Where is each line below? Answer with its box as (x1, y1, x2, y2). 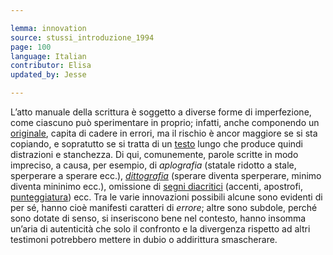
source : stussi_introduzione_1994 (10, 32, 155, 43)
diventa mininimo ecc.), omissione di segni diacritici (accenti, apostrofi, (10, 181, 304, 192)
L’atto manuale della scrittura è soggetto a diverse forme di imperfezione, (10, 106, 312, 118)
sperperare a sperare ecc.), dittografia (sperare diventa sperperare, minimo (10, 170, 322, 181)
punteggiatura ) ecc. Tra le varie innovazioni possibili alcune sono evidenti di (10, 191, 323, 203)
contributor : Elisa (10, 61, 92, 71)
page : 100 (10, 42, 52, 52)
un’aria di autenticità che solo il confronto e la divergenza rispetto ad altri (10, 223, 311, 235)
